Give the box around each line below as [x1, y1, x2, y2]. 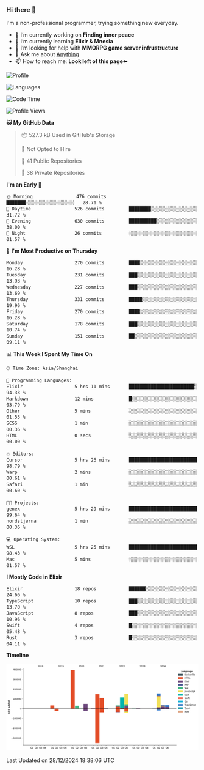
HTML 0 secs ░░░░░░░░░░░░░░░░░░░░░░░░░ [6, 432, 198, 439]
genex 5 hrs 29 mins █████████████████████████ [6, 506, 198, 513]
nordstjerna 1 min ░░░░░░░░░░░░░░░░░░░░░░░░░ [6, 518, 198, 525]
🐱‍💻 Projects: [6, 500, 40, 506]
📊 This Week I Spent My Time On [6, 350, 93, 358]
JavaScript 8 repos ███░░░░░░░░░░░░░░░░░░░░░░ [6, 610, 198, 616]
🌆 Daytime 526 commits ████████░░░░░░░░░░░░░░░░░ [6, 206, 198, 212]
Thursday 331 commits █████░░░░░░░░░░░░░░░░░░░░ [6, 297, 198, 303]
